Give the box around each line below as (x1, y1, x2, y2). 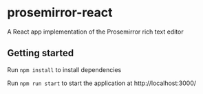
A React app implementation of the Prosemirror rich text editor (7, 27, 184, 36)
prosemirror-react (7, 5, 113, 21)
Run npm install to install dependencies (7, 65, 122, 73)
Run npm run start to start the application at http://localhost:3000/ (7, 79, 197, 87)
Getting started (7, 47, 74, 59)
